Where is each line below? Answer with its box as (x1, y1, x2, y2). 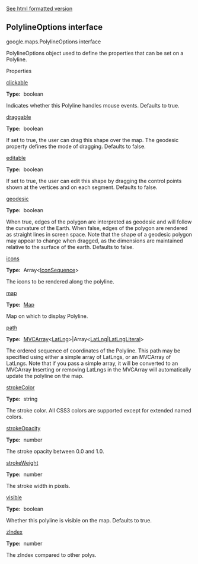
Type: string (6, 395, 38, 402)
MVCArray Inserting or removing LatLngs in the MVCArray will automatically (6, 366, 191, 373)
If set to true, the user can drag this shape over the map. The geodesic (6, 136, 179, 143)
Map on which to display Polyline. (6, 312, 88, 320)
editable (6, 154, 26, 161)
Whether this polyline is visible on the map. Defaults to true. (6, 516, 152, 524)
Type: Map (6, 301, 34, 308)
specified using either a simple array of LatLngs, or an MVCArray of (6, 353, 171, 360)
